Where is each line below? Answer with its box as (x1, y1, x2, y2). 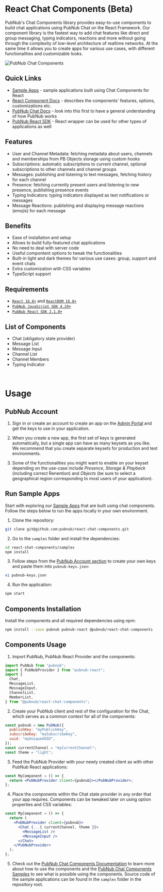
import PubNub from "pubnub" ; (5, 663, 66, 668)
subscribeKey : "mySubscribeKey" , (9, 732, 77, 737)
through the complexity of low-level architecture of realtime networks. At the (5, 40, 158, 46)
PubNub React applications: (12, 764, 68, 770)
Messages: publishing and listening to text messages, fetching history (12, 171, 152, 177)
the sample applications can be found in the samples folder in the (12, 876, 142, 882)
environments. (12, 450, 41, 456)
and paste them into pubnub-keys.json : (12, 564, 90, 569)
